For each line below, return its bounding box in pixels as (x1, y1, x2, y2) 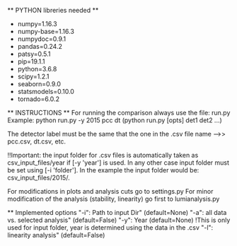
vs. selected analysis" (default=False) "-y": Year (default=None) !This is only (7, 216, 231, 224)
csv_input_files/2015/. (7, 173, 70, 182)
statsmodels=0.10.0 (17, 88, 74, 95)
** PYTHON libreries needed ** (7, 6, 99, 14)
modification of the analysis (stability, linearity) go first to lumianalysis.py (7, 194, 220, 203)
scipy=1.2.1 (17, 72, 50, 81)
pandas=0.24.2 (17, 42, 62, 50)
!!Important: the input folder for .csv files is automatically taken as (7, 151, 199, 159)
